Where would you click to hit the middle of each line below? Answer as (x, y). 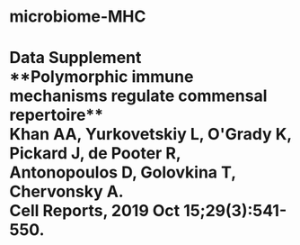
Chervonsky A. (66, 192)
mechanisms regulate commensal (138, 96)
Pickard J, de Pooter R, (95, 154)
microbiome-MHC (78, 17)
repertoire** (57, 115)
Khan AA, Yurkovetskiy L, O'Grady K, (150, 135)
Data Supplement (75, 58)
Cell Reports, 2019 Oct (95, 211)
